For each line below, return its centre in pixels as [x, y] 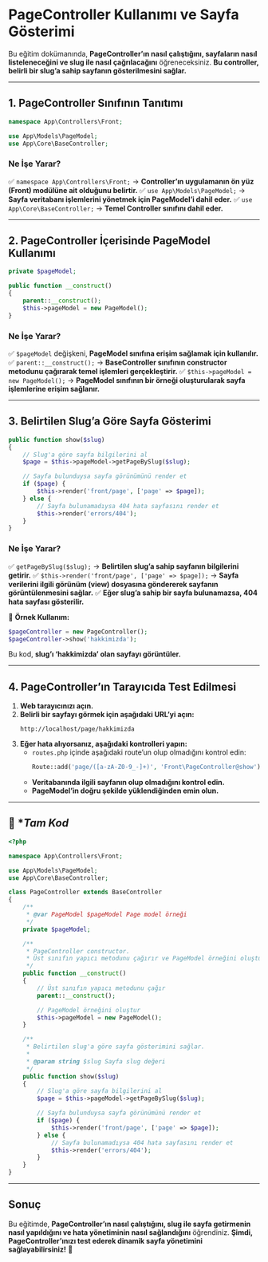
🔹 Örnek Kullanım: [39, 617]
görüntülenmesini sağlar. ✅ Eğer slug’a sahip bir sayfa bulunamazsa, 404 [133, 593]
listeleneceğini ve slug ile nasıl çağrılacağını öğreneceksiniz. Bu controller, [134, 62]
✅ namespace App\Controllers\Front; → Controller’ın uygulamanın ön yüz [131, 181]
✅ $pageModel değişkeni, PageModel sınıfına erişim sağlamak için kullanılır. [134, 353]
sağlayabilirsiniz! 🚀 [41, 1249]
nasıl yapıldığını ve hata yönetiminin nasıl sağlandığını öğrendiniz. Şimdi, [130, 1232]
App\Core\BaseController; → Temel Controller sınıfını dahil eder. [116, 208]
